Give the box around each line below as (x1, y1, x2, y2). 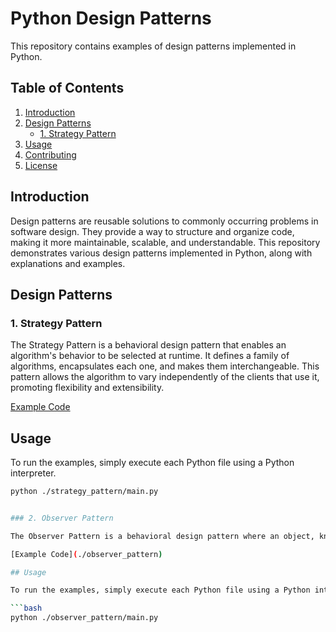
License (24, 159, 58, 171)
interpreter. (10, 467, 57, 479)
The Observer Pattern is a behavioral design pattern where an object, (10, 531, 315, 541)
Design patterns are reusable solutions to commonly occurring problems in (10, 215, 319, 227)
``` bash (10, 603, 43, 614)
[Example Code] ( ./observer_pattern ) (10, 549, 163, 559)
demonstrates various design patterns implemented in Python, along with (10, 247, 313, 259)
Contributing (24, 148, 77, 161)
